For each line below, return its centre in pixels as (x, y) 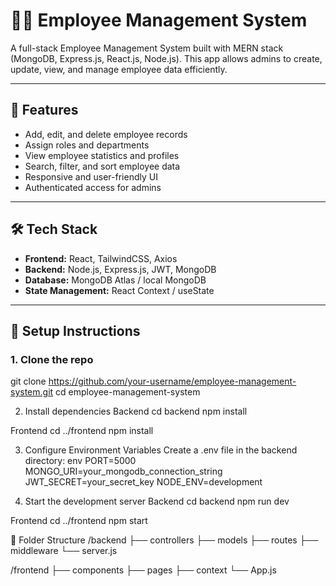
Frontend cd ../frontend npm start (79, 521)
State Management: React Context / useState (119, 290)
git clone (28, 381)
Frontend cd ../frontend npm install (82, 431)
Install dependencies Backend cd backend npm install (136, 411)
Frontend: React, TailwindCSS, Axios (101, 258)
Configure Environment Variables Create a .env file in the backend (161, 450)
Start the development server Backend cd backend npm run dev (157, 501)
